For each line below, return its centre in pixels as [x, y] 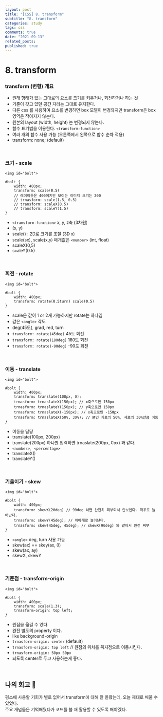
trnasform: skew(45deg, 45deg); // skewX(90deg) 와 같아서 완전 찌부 [82, 526]
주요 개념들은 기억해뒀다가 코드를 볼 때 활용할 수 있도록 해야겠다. [66, 710]
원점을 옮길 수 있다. [30, 624]
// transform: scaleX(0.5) [41, 204]
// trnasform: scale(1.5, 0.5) [45, 200]
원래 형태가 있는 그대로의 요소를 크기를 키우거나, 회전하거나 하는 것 [75, 98]
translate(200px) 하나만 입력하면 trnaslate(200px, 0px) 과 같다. [74, 443]
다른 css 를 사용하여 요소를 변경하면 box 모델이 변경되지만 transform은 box [84, 110]
